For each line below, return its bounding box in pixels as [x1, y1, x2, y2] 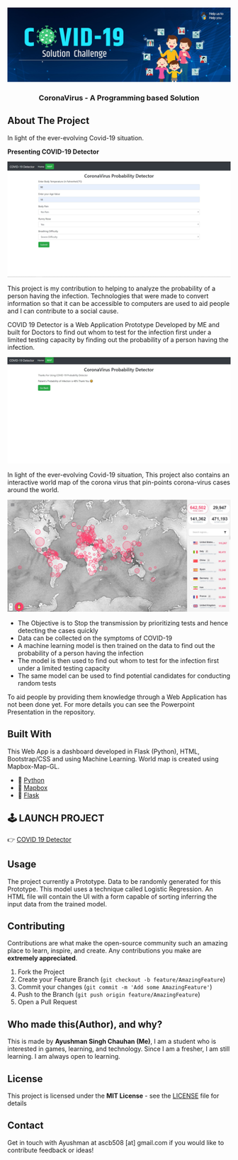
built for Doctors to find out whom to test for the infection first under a [7, 328, 212, 336]
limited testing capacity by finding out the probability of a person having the [7, 336, 229, 344]
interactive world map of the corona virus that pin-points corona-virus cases [7, 478, 230, 487]
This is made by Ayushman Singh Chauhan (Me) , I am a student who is [7, 1037, 217, 1046]
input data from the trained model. [7, 899, 108, 908]
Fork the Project [17, 967, 65, 977]
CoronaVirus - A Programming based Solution [38, 93, 200, 103]
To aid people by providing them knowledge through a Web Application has [7, 693, 227, 701]
